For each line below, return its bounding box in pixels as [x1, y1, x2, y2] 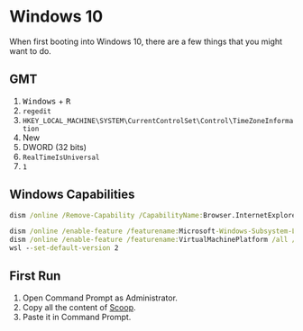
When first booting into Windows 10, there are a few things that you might [9, 36, 282, 47]
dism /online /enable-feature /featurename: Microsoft [9, 227, 216, 236]
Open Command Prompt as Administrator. [22, 292, 179, 303]
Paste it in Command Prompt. [22, 311, 132, 322]
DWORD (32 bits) [22, 141, 87, 152]
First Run [9, 268, 61, 284]
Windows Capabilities [9, 187, 135, 202]
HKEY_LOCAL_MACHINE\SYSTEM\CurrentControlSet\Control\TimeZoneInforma [22, 116, 294, 125]
